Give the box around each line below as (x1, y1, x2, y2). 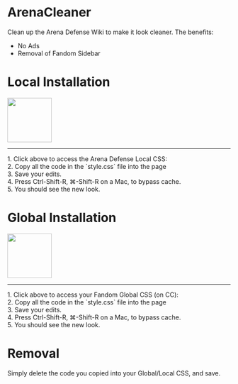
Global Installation (7, 210, 117, 226)
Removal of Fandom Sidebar (17, 49, 101, 57)
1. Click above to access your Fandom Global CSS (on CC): (7, 290, 179, 299)
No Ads (17, 41, 40, 50)
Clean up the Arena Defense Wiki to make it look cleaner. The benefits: (7, 28, 214, 36)
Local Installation (7, 74, 110, 90)
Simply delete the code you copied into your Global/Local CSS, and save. (7, 368, 221, 377)
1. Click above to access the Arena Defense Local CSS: (7, 154, 168, 163)
